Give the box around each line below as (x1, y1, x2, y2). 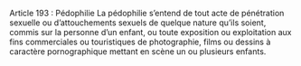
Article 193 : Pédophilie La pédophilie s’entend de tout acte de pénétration (9, 8, 285, 18)
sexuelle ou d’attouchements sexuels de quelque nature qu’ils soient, (9, 17, 267, 28)
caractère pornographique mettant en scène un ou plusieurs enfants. (9, 46, 267, 57)
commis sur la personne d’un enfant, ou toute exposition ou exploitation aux (9, 27, 292, 37)
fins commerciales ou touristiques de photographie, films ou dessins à (9, 36, 271, 47)
